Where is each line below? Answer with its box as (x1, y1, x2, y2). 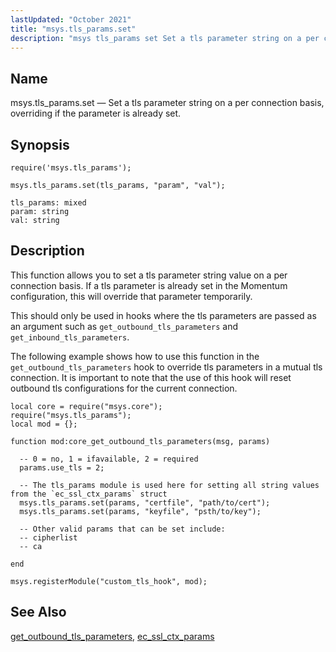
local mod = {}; (10, 419, 78, 429)
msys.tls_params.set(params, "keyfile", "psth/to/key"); (19, 506, 262, 516)
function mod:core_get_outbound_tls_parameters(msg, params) (10, 436, 271, 446)
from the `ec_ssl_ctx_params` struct (10, 489, 168, 499)
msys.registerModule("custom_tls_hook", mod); (10, 576, 208, 586)
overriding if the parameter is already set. (10, 107, 182, 120)
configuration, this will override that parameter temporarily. (10, 290, 253, 302)
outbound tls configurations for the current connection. (10, 382, 238, 394)
